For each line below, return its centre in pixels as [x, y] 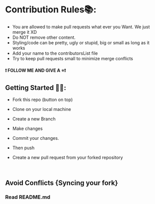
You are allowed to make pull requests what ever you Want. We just [81, 27]
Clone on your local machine [41, 109]
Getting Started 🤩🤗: [36, 88]
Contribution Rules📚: [51, 10]
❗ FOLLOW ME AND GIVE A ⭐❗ [36, 70]
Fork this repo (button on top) [42, 100]
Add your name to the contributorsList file [55, 53]
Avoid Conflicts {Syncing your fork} [62, 183]
